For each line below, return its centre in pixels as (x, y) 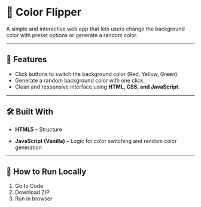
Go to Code (29, 186)
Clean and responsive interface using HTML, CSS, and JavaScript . (98, 87)
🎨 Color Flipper (44, 12)
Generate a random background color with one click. (80, 80)
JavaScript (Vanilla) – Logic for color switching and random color (96, 141)
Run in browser (33, 199)
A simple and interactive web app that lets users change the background (96, 29)
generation (28, 147)
